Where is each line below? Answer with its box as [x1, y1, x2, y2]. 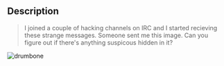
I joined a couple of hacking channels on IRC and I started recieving [24, 23, 218, 32]
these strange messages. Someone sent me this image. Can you [24, 31, 209, 39]
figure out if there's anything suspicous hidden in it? [24, 38, 173, 47]
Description [7, 5, 59, 17]
